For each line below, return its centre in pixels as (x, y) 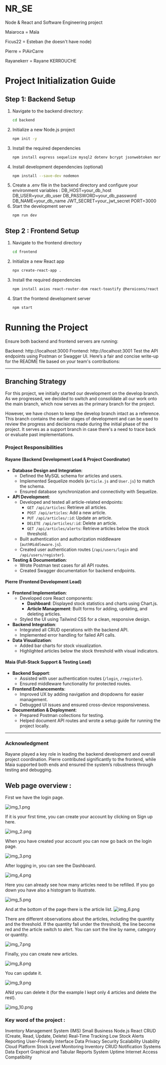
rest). (11, 998)
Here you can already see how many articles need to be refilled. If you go (80, 885)
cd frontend (24, 252)
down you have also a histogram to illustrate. (51, 890)
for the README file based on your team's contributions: (62, 361)
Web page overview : (38, 786)
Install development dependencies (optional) (58, 167)
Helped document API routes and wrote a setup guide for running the (90, 720)
